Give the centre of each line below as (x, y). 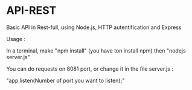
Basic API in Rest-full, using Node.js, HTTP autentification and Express (94, 27)
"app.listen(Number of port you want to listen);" (66, 80)
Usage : (16, 39)
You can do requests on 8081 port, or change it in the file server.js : (90, 69)
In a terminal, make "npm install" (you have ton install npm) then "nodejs (96, 50)
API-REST (31, 11)
